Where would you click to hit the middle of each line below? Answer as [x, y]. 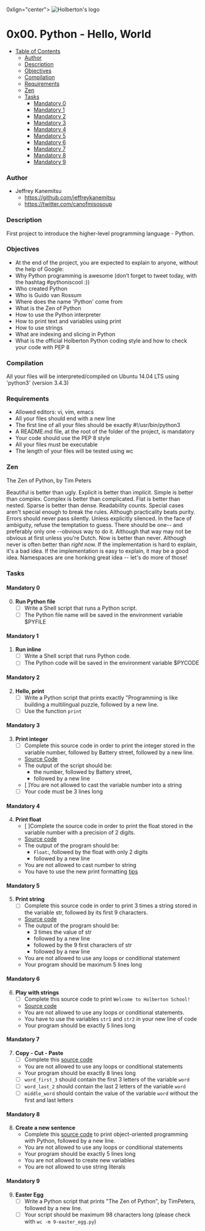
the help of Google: [39, 269]
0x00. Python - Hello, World [79, 34]
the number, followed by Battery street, [83, 771]
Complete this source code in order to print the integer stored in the [110, 745]
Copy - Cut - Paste [39, 1053]
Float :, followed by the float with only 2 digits [91, 852]
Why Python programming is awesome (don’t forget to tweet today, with [106, 275]
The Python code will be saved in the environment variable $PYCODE [112, 663]
